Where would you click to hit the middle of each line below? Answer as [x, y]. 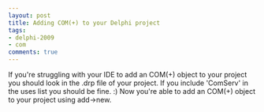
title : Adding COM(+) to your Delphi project [84, 23]
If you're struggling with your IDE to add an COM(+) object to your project [128, 75]
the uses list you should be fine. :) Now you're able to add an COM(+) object [132, 91]
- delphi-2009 [32, 37]
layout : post [30, 15]
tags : [17, 30]
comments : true [33, 52]
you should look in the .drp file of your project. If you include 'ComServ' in [128, 83]
